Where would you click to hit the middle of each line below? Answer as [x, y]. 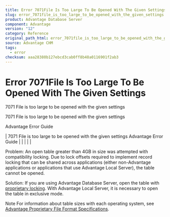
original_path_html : [27, 39]
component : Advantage [28, 24]
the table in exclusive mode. [34, 194]
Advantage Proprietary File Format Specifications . [57, 209]
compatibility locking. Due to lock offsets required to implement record [79, 157]
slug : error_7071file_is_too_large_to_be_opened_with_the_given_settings [85, 15]
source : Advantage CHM [29, 43]
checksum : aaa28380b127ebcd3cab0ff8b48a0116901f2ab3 [62, 57]
